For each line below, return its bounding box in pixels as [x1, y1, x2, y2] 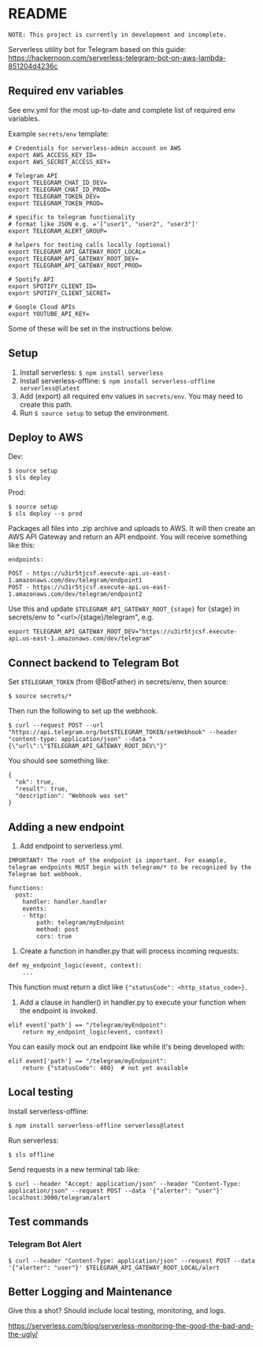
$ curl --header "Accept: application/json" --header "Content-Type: [8, 1180, 242, 1188]
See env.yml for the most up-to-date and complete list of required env [8, 105, 236, 114]
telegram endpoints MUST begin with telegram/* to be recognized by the [8, 863, 252, 871]
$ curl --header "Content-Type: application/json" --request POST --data [8, 1256, 256, 1265]
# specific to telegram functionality [8, 213, 135, 221]
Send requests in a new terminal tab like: [8, 1165, 140, 1174]
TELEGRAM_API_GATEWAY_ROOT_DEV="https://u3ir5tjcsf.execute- [32, 628, 238, 636]
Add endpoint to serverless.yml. [19, 841, 124, 851]
